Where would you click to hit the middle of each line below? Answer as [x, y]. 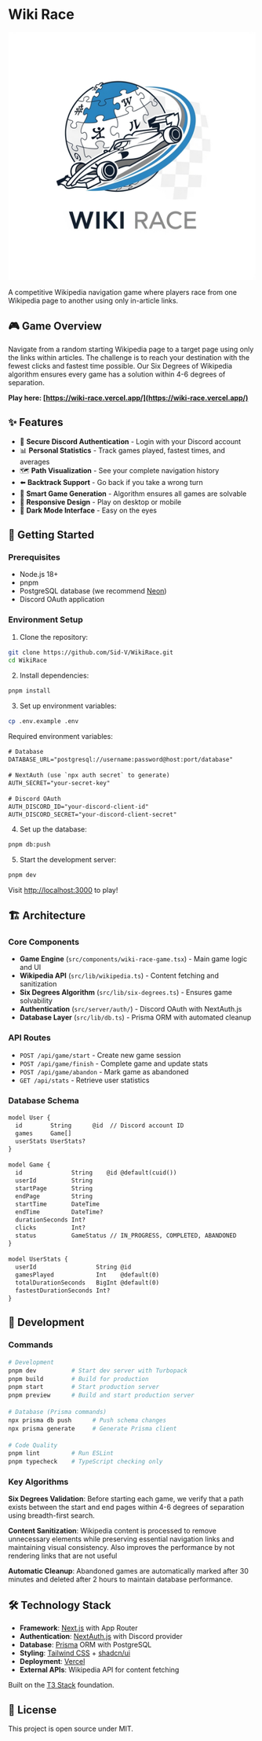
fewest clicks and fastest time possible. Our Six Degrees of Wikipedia [120, 365]
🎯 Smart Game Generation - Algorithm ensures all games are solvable [133, 494]
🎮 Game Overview [55, 327]
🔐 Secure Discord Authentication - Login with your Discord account [130, 441]
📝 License [33, 1710]
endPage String [54, 1196]
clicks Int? [51, 1228]
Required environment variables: [61, 736]
